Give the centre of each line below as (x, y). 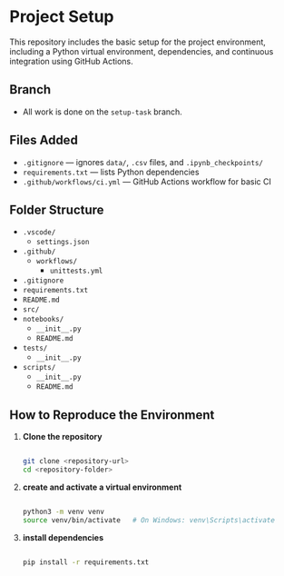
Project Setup (62, 17)
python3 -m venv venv (64, 511)
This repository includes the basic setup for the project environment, (137, 42)
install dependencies (63, 537)
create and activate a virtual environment (102, 487)
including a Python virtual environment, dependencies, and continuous (142, 51)
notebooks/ (43, 320)
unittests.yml (76, 271)
